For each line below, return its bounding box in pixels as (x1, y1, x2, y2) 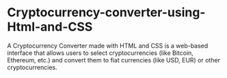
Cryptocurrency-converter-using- (7, 5, 206, 20)
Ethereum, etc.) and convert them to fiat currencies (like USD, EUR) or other (7, 56, 221, 64)
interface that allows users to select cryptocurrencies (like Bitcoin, (7, 49, 193, 57)
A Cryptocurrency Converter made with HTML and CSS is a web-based (7, 41, 209, 50)
